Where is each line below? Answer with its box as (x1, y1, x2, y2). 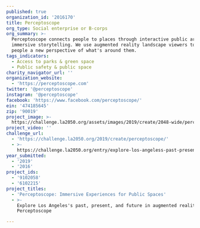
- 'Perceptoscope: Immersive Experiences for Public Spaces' (11, 191, 167, 197)
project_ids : (6, 169, 39, 176)
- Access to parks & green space (11, 58, 95, 64)
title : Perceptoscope (6, 20, 60, 26)
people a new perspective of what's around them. (11, 48, 137, 54)
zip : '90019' (6, 108, 39, 114)
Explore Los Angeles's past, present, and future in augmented (17, 202, 177, 208)
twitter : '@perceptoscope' (6, 86, 73, 92)
